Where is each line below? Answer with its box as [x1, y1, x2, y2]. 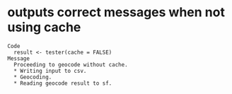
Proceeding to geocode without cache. [13, 61, 129, 68]
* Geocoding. [13, 74, 52, 81]
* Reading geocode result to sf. [13, 79, 112, 87]
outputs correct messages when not [7, 4, 225, 20]
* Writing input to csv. [13, 67, 87, 74]
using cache [7, 19, 81, 35]
